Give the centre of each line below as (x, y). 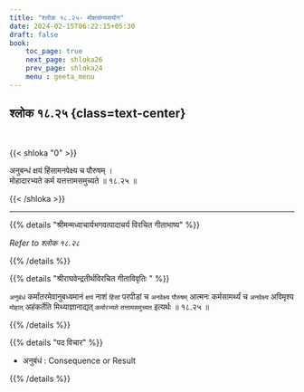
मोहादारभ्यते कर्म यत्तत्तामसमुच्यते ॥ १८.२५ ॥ (73, 180)
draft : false (34, 34)
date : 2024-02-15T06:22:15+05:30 (72, 26)
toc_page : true (54, 52)
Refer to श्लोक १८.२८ (45, 243)
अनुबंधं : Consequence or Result (79, 360)
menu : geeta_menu (60, 77)
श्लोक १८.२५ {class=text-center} (98, 114)
